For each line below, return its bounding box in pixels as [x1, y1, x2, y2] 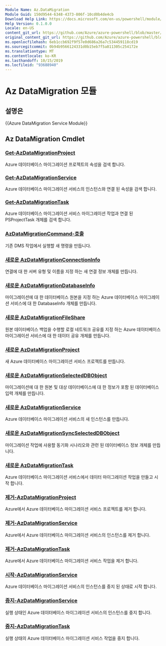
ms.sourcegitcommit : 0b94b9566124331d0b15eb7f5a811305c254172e [5, 44, 138, 49]
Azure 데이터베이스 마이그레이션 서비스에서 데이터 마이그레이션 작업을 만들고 [5, 474, 153, 480]
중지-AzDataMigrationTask [5, 623, 70, 630]
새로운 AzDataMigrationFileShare [5, 314, 85, 321]
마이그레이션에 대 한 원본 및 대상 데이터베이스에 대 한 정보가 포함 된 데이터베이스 [5, 384, 160, 390]
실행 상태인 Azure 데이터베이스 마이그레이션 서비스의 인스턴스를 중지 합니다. [5, 609, 152, 615]
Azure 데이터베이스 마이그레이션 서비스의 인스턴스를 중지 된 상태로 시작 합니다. [5, 583, 157, 589]
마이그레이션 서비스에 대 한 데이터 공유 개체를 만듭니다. [5, 332, 111, 338]
